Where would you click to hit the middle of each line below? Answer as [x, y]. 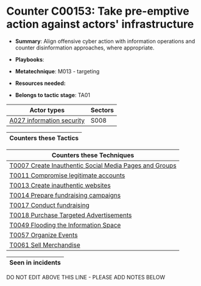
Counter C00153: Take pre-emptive [98, 11]
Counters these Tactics [44, 137]
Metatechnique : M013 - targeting [57, 71]
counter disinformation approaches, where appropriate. [85, 48]
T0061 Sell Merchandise [45, 244]
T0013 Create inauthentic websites [60, 185]
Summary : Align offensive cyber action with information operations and [105, 41]
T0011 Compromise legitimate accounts [67, 175]
